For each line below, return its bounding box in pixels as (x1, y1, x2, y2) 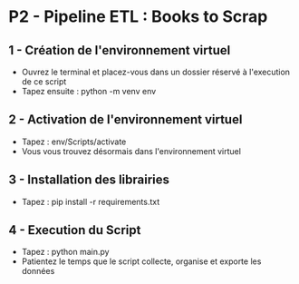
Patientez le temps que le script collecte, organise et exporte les (21, 256, 262, 267)
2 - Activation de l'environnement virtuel (8, 112, 243, 128)
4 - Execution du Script (8, 222, 141, 238)
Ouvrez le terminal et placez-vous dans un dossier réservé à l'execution (21, 66, 291, 77)
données (21, 266, 55, 277)
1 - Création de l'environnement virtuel (8, 43, 231, 58)
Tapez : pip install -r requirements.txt (21, 196, 160, 207)
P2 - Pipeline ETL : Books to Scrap (8, 6, 268, 27)
